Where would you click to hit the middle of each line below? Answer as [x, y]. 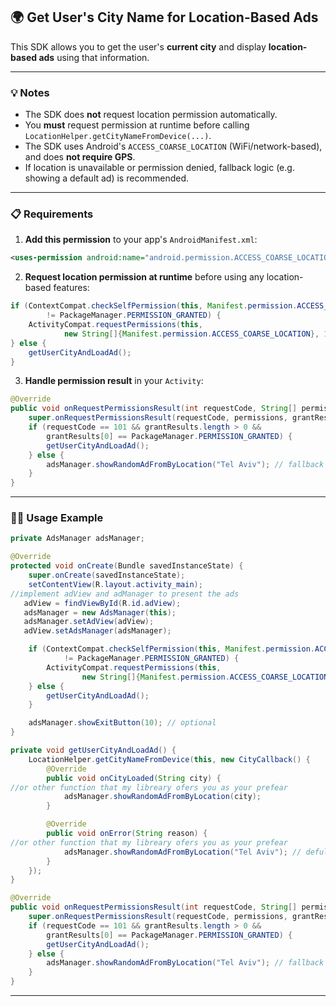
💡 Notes [30, 92]
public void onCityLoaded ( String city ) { [134, 778]
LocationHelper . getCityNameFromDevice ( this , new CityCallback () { [169, 759]
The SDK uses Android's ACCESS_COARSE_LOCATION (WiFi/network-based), [173, 146]
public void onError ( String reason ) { [127, 834]
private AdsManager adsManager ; [77, 539]
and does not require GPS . [80, 157]
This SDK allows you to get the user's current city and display [138, 46]
